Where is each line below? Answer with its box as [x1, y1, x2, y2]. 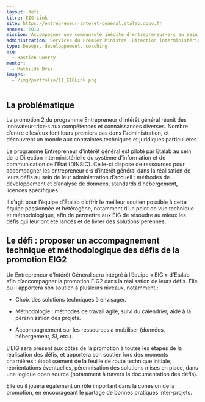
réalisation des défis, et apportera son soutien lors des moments [6, 351, 168, 358]
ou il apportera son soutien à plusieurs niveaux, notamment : [6, 284, 159, 291]
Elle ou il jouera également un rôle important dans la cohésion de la [6, 382, 175, 389]
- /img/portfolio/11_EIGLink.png [12, 77, 97, 83]
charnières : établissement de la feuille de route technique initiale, [6, 357, 172, 365]
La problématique [6, 100, 75, 110]
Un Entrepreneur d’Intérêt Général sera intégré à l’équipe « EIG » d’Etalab [6, 270, 190, 278]
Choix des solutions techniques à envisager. [15, 296, 126, 303]
